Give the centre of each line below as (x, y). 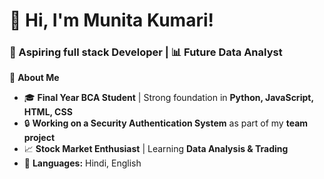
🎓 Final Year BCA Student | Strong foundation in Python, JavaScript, (168, 98)
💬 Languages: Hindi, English (82, 163)
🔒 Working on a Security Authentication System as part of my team (166, 123)
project (39, 138)
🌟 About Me (34, 78)
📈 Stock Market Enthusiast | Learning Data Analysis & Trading (156, 149)
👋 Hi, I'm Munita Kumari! (111, 20)
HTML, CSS (48, 112)
